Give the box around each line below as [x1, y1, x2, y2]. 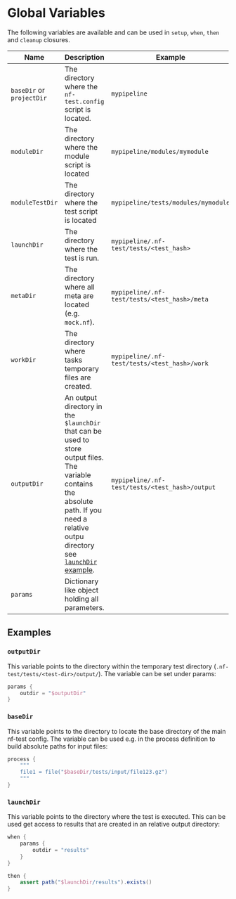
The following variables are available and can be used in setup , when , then [7, 28, 220, 37]
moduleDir [11, 148, 44, 155]
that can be [64, 426, 102, 436]
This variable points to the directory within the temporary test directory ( [7, 662, 216, 671]
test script [64, 206, 98, 216]
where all [64, 282, 95, 292]
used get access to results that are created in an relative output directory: [7, 820, 220, 829]
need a [64, 514, 88, 524]
